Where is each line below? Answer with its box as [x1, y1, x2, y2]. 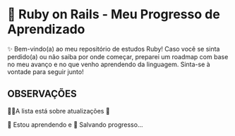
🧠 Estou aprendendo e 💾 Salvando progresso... [7, 120, 143, 129]
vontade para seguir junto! [7, 67, 84, 76]
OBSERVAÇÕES [7, 88, 77, 100]
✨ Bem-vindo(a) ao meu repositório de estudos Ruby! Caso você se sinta [7, 44, 220, 53]
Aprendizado [7, 21, 85, 37]
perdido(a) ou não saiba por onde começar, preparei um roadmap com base [7, 52, 229, 61]
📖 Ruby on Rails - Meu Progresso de [7, 6, 220, 23]
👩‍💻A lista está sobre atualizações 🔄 [7, 106, 111, 115]
